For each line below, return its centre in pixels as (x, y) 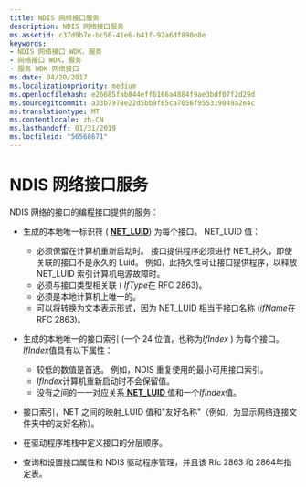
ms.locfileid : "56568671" (58, 137)
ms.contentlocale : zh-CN (57, 120)
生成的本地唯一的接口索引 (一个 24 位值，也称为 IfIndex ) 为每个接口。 (153, 338)
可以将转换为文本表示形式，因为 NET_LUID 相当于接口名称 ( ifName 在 (166, 308)
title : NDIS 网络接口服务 (55, 18)
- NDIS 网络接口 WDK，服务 (56, 52)
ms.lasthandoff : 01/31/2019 (63, 129)
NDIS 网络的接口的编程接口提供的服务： (84, 212)
